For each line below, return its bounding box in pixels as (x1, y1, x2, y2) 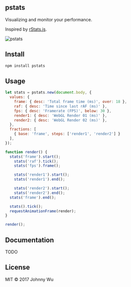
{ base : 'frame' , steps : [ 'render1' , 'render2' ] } (14, 132, 121, 137)
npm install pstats (5, 63, 45, 68)
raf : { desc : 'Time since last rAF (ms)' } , (14, 103, 107, 109)
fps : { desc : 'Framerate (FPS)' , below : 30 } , (14, 108, 112, 113)
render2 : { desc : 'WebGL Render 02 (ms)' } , (14, 118, 107, 123)
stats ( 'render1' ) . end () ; (14, 177, 65, 182)
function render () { (5, 149, 48, 154)
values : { (9, 95, 30, 100)
